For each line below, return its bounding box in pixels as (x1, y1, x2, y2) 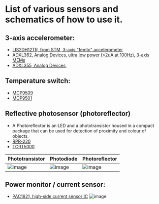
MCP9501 (12, 95, 32, 101)
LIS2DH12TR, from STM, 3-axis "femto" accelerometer (12, 47, 123, 52)
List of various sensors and (5, 3, 119, 15)
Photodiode (50, 155, 78, 162)
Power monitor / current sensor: (5, 180, 106, 189)
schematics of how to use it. (5, 14, 123, 25)
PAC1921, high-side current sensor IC (12, 194, 88, 200)
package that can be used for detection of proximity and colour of (12, 127, 146, 134)
